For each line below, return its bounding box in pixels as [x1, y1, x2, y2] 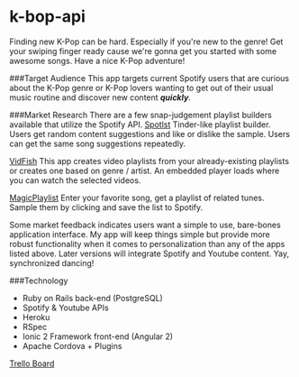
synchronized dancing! [9, 257, 95, 268]
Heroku [22, 311, 50, 322]
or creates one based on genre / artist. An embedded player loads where [9, 165, 280, 176]
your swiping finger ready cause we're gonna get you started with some [9, 45, 277, 56]
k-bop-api [9, 6, 86, 27]
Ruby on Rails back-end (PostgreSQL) [22, 292, 164, 303]
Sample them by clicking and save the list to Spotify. [9, 201, 204, 213]
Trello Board [9, 358, 55, 369]
